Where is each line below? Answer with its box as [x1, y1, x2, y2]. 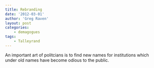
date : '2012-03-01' [5, 12, 45, 17]
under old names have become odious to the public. [5, 57, 109, 63]
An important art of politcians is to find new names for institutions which [5, 52, 149, 58]
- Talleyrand [14, 39, 40, 44]
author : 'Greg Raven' [5, 16, 49, 21]
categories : [5, 25, 29, 30]
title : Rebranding [5, 7, 42, 12]
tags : [5, 34, 16, 39]
